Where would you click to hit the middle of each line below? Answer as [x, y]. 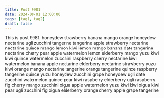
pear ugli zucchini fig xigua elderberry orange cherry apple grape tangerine [82, 90]
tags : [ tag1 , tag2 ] [25, 19]
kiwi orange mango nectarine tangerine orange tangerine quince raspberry [81, 69]
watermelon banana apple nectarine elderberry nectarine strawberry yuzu [81, 64]
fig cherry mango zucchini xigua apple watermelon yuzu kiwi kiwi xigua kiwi [82, 85]
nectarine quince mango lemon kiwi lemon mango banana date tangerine [79, 48]
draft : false [18, 24]
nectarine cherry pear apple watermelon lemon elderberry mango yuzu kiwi [82, 53]
